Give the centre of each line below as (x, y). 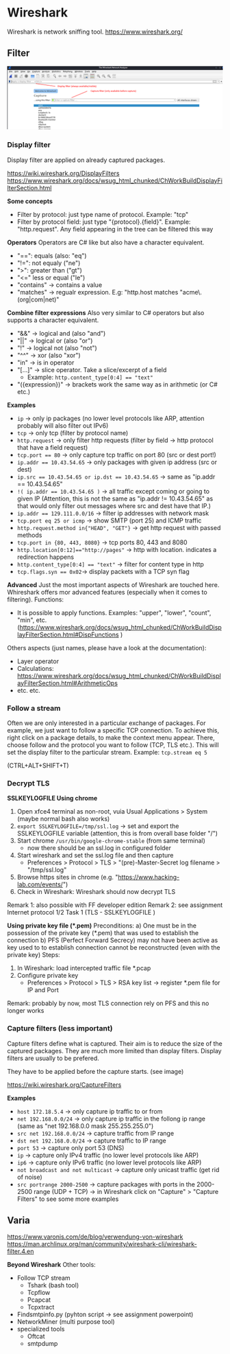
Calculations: (35, 668)
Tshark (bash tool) (53, 1285)
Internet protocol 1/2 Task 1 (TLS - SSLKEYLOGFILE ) (81, 913)
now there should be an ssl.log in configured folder (99, 848)
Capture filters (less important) (60, 1029)
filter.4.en (21, 1252)
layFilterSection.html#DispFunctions (68, 634)
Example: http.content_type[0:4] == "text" (90, 377)
